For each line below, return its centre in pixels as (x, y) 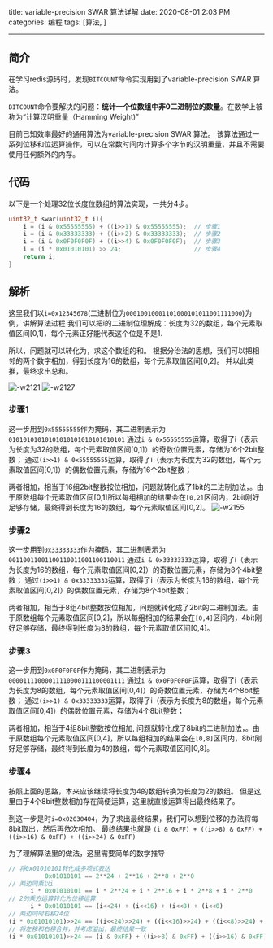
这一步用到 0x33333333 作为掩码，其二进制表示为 (87, 550)
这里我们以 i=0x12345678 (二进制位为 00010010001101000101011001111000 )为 (130, 312)
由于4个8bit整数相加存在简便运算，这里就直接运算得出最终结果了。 (127, 801)
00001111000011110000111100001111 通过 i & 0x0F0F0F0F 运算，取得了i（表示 (133, 680)
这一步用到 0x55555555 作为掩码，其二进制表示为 (87, 429)
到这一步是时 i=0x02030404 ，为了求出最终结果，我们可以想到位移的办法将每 (133, 818)
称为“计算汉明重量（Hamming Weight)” (74, 116)
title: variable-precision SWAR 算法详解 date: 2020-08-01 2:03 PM (119, 12)
